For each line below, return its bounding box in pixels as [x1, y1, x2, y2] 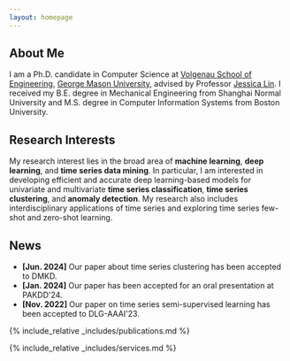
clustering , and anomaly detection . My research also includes [9, 194, 239, 204]
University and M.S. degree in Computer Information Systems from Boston [9, 97, 280, 108]
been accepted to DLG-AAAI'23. [21, 309, 140, 319]
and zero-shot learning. [27, 212, 113, 223]
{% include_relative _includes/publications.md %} [9, 326, 190, 336]
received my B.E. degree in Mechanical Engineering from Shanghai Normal [9, 88, 281, 98]
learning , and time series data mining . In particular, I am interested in [9, 165, 263, 176]
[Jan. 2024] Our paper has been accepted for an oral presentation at [21, 280, 274, 291]
